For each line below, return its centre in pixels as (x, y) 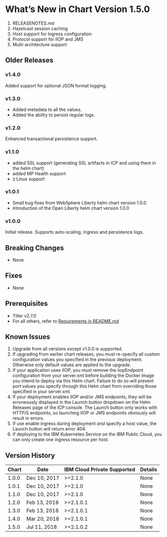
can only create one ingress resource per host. (60, 440)
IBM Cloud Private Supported (100, 470)
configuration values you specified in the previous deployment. (77, 360)
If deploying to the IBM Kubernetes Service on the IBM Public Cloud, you (87, 434)
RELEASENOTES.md (33, 23)
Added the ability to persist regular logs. (54, 115)
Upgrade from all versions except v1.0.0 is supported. (67, 349)
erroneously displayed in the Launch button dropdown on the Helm (81, 402)
